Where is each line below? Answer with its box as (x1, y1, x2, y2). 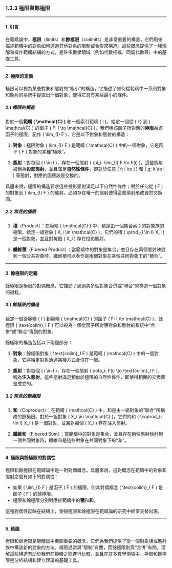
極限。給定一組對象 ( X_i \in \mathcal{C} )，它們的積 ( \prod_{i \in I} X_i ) (12, 229, 165, 235)
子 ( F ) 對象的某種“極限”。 (12, 148, 69, 154)
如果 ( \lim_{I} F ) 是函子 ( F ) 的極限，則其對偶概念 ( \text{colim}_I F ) (12, 484, 158, 491)
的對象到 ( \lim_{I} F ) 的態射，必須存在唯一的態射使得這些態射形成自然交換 (5, 189, 163, 195)
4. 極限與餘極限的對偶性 (5, 455, 56, 461)
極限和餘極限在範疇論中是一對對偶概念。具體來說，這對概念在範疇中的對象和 (5, 467, 167, 473)
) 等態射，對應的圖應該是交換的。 (12, 172, 83, 178)
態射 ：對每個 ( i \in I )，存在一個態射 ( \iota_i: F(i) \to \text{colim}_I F (12, 367, 155, 374)
